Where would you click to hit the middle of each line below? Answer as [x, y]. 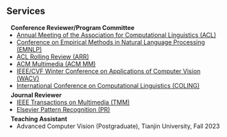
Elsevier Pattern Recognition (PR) [63, 109]
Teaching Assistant [39, 119]
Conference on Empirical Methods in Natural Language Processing [110, 42]
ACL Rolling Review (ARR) [53, 57]
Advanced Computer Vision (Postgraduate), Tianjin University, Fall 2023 [118, 126]
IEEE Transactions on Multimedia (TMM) [73, 102]
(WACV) [28, 78]
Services [26, 11]
